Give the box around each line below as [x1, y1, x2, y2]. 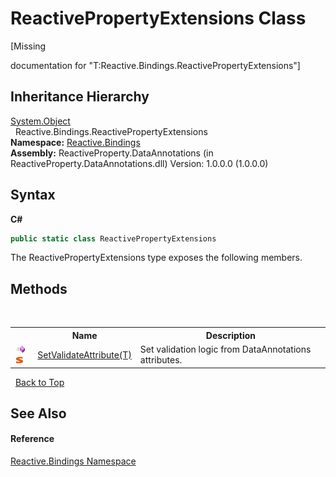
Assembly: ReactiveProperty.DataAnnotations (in [10, 147, 214, 159]
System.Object [10, 115, 71, 127]
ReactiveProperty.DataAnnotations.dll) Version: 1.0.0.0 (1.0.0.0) [10, 157, 269, 169]
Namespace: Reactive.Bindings [10, 136, 141, 148]
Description [205, 329, 256, 341]
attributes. [139, 354, 183, 366]
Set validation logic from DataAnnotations [139, 343, 312, 355]
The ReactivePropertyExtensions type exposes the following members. [10, 252, 303, 264]
